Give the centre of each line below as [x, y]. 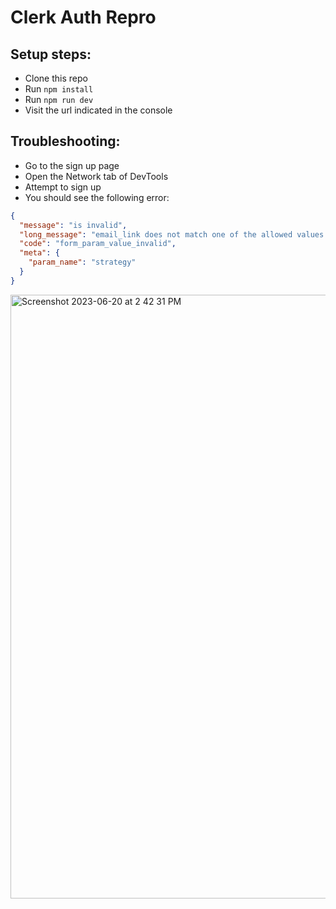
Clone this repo [56, 78]
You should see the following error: [97, 197]
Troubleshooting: [65, 141]
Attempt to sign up [63, 187]
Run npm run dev [59, 99]
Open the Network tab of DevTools [96, 176]
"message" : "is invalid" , [73, 225]
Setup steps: [51, 54]
